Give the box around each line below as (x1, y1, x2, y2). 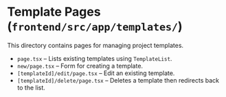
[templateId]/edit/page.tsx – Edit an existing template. (16, 69, 175, 77)
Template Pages (7, 4, 101, 20)
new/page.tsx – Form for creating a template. (16, 61, 143, 70)
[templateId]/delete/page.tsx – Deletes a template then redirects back (16, 76, 220, 84)
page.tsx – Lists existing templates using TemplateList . (16, 54, 172, 62)
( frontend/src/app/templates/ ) (7, 18, 183, 34)
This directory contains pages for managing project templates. (7, 41, 184, 49)
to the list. (16, 83, 46, 92)
